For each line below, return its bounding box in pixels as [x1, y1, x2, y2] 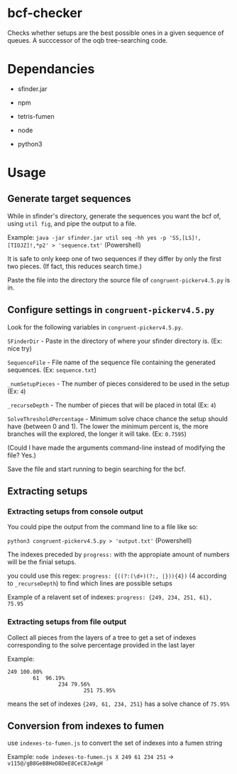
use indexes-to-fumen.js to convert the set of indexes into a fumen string [7, 738, 223, 748]
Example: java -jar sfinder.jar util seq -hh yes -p [7, 233, 167, 241]
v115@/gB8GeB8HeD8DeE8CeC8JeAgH [7, 760, 103, 768]
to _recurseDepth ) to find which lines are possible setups [7, 579, 172, 588]
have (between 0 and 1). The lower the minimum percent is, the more [7, 422, 209, 430]
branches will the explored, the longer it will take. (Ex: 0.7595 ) [7, 429, 187, 438]
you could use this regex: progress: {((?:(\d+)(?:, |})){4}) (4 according [7, 571, 227, 580]
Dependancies [7, 61, 95, 78]
